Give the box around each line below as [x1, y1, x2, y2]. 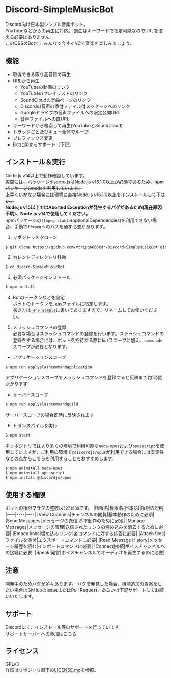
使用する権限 [5, 490, 46, 499]
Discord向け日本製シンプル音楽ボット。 [5, 21, 89, 27]
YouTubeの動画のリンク [20, 84, 70, 90]
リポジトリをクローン [12, 234, 58, 240]
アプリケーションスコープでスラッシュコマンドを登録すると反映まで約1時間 [5, 374, 163, 381]
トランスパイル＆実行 [12, 422, 58, 428]
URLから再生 [12, 78, 40, 84]
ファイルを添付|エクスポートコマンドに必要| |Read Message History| [5, 537, 149, 543]
